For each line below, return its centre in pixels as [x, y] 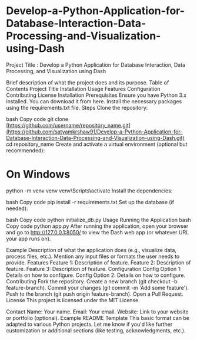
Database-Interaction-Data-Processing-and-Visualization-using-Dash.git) [95, 138]
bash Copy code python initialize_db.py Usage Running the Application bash [98, 220]
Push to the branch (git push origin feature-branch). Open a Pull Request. [95, 294]
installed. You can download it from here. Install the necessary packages [94, 101]
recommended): [26, 150]
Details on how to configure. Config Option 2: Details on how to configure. [96, 275]
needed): [17, 208]
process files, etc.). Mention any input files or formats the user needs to [93, 256]
